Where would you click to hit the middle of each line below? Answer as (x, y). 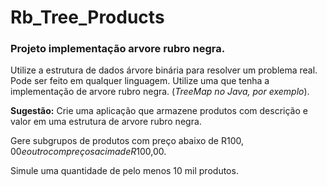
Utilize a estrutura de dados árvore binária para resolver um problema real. (164, 70)
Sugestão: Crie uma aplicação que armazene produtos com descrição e (159, 111)
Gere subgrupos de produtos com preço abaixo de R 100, (127, 141)
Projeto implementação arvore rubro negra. (118, 49)
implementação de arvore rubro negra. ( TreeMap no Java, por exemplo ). (160, 92)
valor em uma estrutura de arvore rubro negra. (106, 122)
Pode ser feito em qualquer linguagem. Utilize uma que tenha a (140, 81)
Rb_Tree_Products (87, 17)
